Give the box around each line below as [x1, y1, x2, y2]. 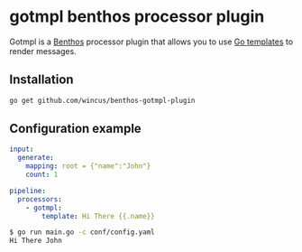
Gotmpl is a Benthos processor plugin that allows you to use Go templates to [9, 36, 294, 47]
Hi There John [9, 237, 63, 246]
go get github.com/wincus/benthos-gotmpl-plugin [9, 96, 196, 105]
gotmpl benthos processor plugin [9, 6, 265, 27]
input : [9, 145, 34, 154]
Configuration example [9, 121, 142, 136]
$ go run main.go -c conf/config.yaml [9, 228, 155, 237]
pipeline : [9, 186, 47, 195]
